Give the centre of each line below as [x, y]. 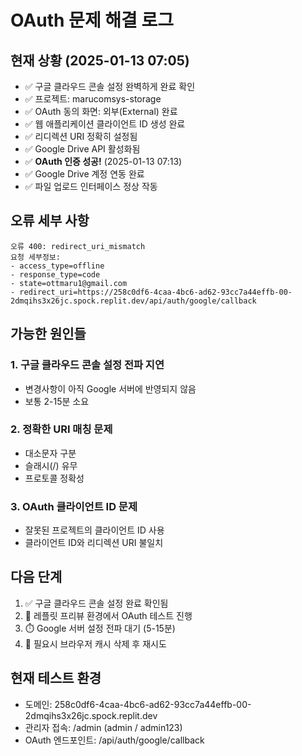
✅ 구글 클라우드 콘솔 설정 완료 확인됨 [96, 603]
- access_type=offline [57, 266]
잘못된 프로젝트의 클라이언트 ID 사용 [94, 530]
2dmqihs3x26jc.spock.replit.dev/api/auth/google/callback [133, 301]
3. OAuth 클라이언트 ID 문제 [74, 506]
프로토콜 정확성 [54, 478]
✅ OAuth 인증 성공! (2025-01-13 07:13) [103, 161]
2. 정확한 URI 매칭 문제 [61, 429]
